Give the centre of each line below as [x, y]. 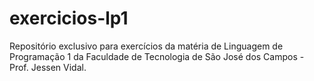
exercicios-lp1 [69, 18]
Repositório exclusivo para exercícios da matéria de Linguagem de [146, 46]
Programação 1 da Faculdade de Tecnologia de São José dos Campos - [157, 56]
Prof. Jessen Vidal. [48, 67]
